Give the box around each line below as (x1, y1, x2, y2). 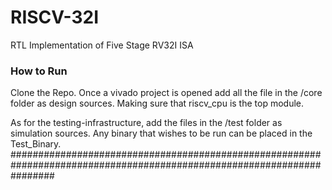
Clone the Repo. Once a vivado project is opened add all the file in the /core (10, 87, 323, 99)
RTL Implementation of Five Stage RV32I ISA (10, 39, 194, 51)
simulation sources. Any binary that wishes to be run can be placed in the (10, 127, 313, 140)
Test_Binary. (10, 138, 62, 150)
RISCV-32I (10, 6, 100, 29)
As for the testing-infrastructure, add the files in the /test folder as (10, 117, 283, 129)
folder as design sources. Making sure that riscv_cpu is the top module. (10, 97, 304, 110)
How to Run (10, 64, 68, 78)
